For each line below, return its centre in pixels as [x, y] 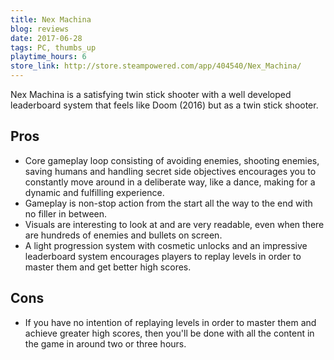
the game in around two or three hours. [105, 343]
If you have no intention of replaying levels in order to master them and [170, 322]
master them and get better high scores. [108, 267]
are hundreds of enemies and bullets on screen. [123, 235]
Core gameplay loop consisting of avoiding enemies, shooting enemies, [172, 160]
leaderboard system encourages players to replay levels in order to [163, 256]
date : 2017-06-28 [46, 38]
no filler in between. [66, 213]
